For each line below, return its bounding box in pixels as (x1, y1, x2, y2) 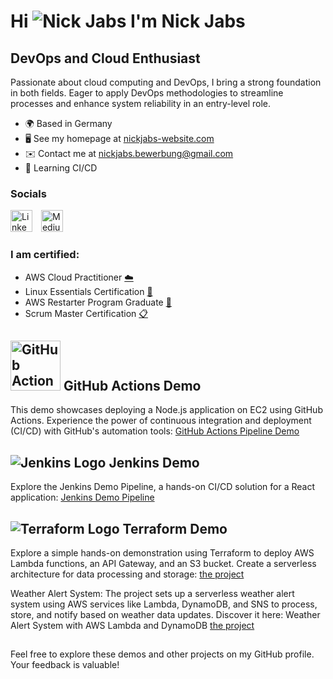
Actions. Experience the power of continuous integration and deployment (10, 415, 312, 427)
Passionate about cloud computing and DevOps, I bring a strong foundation (10, 76, 322, 88)
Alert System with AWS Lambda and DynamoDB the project (10, 620, 255, 632)
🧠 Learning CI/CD (24, 162, 98, 174)
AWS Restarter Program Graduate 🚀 (24, 296, 172, 308)
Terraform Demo (122, 520, 228, 537)
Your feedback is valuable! (10, 659, 120, 671)
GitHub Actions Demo (63, 377, 202, 394)
